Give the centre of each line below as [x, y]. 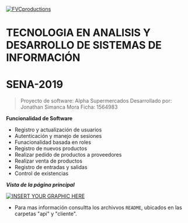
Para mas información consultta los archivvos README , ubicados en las [98, 208]
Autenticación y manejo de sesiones [58, 136]
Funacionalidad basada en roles [53, 142]
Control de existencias [41, 174]
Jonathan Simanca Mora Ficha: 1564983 [69, 107]
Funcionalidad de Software [39, 119]
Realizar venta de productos [48, 161]
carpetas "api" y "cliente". [46, 214]
